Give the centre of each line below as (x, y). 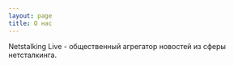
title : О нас (30, 23)
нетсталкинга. (33, 55)
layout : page (30, 16)
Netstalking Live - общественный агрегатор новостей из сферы (117, 46)
